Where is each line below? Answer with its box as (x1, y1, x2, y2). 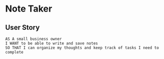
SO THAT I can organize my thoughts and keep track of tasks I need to (5, 45, 159, 50)
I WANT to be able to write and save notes (5, 41, 98, 46)
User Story (5, 23, 40, 32)
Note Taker (5, 3, 52, 15)
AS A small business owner (5, 36, 62, 41)
